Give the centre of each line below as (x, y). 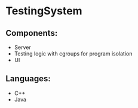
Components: (32, 33)
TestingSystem (44, 11)
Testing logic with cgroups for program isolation (73, 54)
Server (22, 47)
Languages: (28, 79)
